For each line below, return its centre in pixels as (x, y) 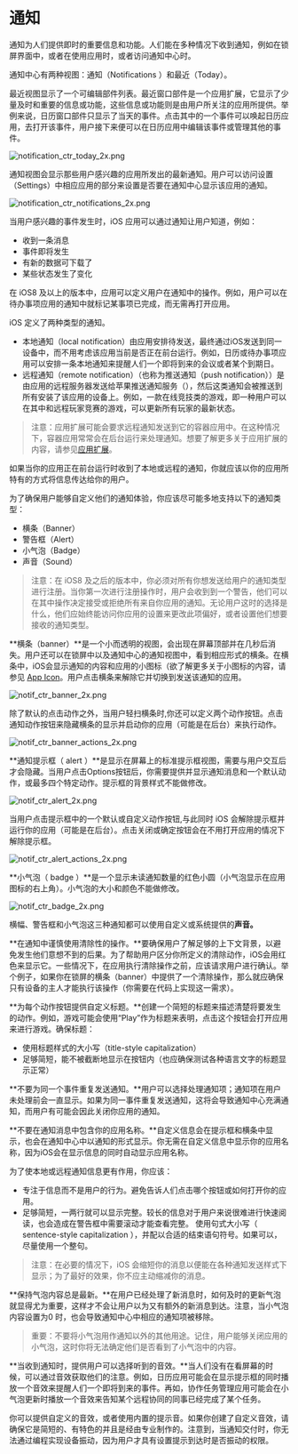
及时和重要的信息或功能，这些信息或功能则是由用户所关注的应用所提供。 (149, 104)
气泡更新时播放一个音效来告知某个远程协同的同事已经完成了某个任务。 (137, 1399)
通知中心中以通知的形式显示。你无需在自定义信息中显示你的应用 (164, 1141)
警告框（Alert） (51, 539)
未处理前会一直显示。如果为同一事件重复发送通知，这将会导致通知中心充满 (145, 1100)
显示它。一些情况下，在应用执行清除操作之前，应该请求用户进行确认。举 (157, 965)
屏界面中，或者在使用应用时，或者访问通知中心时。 (102, 55)
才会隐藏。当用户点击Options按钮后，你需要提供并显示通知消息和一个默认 (144, 771)
